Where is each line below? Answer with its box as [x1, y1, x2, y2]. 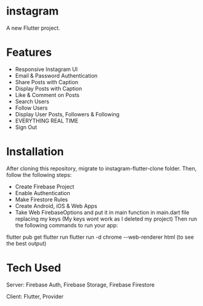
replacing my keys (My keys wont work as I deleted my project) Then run [15, 215, 198, 222]
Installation [6, 145, 64, 159]
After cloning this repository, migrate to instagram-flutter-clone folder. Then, [6, 165, 197, 172]
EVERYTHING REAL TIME [15, 117, 79, 124]
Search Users [15, 98, 50, 105]
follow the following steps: [6, 171, 72, 178]
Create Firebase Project [15, 183, 75, 190]
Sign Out [15, 123, 38, 131]
